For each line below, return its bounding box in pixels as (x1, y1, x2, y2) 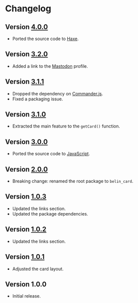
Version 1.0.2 (5, 225, 47, 234)
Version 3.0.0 (5, 137, 48, 146)
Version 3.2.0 (5, 50, 48, 58)
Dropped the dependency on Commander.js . (12, 90, 103, 96)
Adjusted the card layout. (12, 265, 64, 272)
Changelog (5, 3, 51, 14)
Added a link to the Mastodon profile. (12, 63, 88, 69)
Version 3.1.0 (5, 110, 46, 119)
